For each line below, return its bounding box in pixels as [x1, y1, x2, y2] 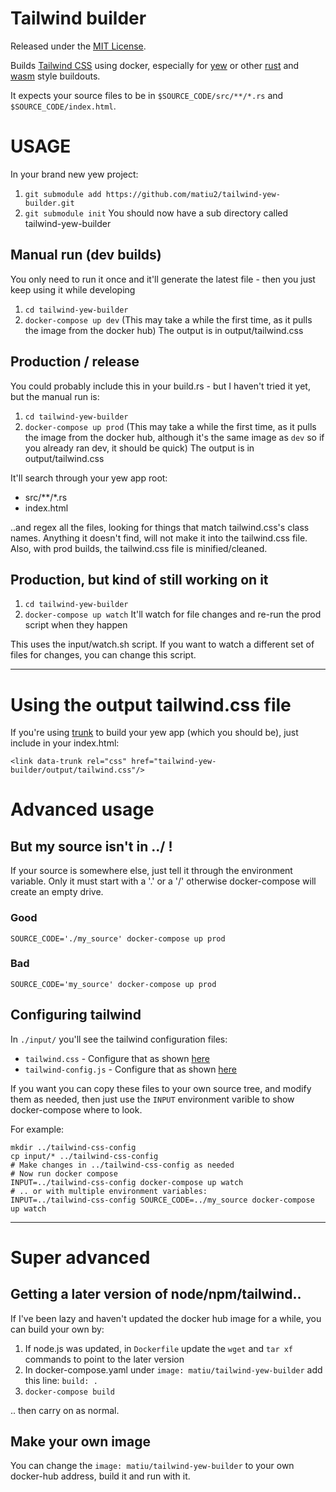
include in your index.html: [10, 737, 120, 749]
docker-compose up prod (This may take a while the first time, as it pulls [24, 420, 317, 432]
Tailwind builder [10, 7, 147, 30]
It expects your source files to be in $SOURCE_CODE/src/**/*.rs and [10, 89, 284, 101]
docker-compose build [24, 1387, 115, 1397]
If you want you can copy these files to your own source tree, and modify [10, 1082, 312, 1094]
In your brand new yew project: [10, 168, 139, 180]
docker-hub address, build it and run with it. [10, 1470, 191, 1482]
